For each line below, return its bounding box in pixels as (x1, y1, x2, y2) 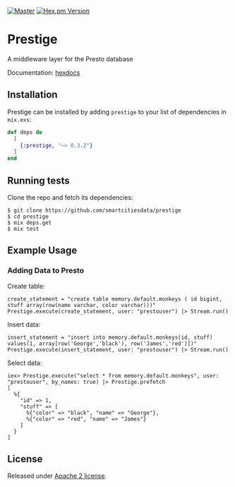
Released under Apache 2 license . (7, 471, 107, 480)
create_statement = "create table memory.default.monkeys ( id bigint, (7, 295, 222, 303)
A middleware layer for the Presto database (7, 54, 133, 63)
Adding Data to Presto (7, 265, 85, 275)
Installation (7, 89, 58, 101)
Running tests (7, 174, 71, 186)
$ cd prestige (7, 212, 49, 220)
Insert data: (7, 320, 41, 328)
